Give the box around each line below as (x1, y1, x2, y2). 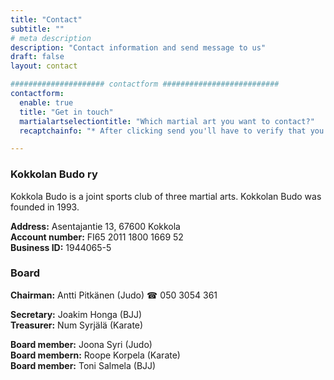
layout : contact (10, 61, 78, 71)
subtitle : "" (10, 24, 65, 34)
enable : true (19, 97, 74, 108)
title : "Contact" (10, 14, 83, 25)
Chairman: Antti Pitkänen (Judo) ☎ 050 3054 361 (10, 289, 218, 301)
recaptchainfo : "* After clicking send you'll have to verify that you (19, 126, 325, 136)
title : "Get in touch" (19, 107, 114, 117)
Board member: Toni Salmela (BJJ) (10, 359, 157, 371)
